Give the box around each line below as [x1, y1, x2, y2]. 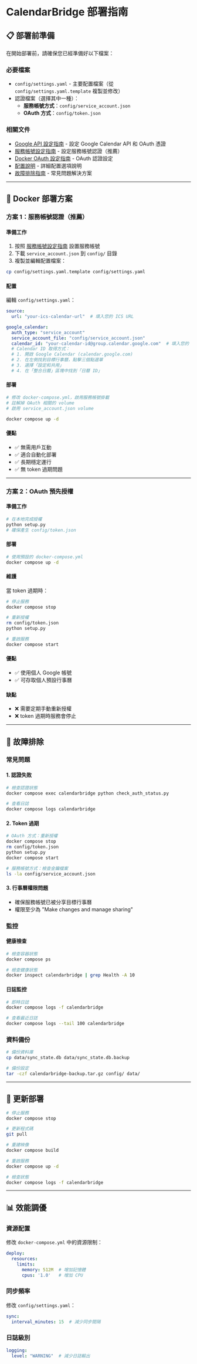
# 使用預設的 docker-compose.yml [6, 554, 83, 560]
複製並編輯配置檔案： [14, 257, 66, 264]
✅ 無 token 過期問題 [14, 466, 63, 473]
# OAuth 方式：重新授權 [6, 833, 58, 839]
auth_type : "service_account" [11, 330, 85, 335]
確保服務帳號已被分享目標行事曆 [14, 898, 92, 905]
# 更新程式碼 [6, 1126, 33, 1132]
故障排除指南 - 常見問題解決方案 [14, 169, 93, 177]
